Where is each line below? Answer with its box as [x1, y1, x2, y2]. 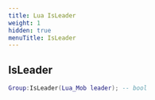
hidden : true [8, 26, 52, 34]
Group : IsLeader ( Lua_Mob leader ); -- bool [8, 84, 148, 92]
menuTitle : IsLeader [8, 33, 77, 42]
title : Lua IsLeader [8, 11, 77, 20]
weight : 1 [8, 19, 41, 27]
